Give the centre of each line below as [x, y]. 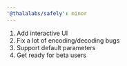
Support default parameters [56, 47]
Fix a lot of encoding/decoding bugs [68, 40]
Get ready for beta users [51, 55]
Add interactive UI [42, 33]
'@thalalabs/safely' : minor [47, 13]
